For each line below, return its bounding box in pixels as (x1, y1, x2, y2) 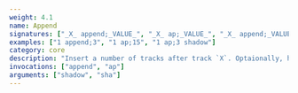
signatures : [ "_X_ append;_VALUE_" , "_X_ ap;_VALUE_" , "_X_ (9, 29, 237, 38)
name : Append (9, 21, 58, 30)
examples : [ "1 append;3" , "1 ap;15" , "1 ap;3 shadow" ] (9, 37, 216, 47)
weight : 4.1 (9, 12, 53, 22)
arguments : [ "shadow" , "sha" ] (9, 71, 122, 80)
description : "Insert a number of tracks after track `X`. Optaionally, (9, 54, 284, 63)
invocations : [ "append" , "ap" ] (9, 63, 125, 72)
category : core (9, 46, 66, 55)
